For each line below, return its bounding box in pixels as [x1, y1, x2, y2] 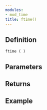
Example [5, 97, 33, 105]
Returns [5, 79, 31, 88]
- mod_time [5, 12, 28, 17]
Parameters [5, 63, 42, 71]
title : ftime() [5, 17, 37, 22]
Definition [5, 35, 36, 44]
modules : [5, 7, 23, 13]
